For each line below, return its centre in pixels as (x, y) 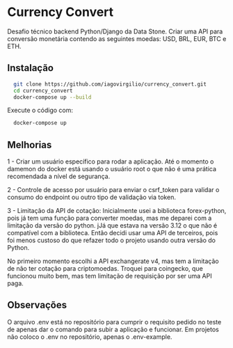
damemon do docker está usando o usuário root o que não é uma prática (112, 169)
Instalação (31, 68)
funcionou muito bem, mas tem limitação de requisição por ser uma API (110, 276)
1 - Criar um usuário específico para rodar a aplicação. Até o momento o (111, 161)
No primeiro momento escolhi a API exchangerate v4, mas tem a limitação (113, 261)
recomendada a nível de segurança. (59, 176)
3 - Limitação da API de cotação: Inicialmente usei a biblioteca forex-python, (117, 211)
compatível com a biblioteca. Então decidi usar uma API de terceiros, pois (113, 233)
